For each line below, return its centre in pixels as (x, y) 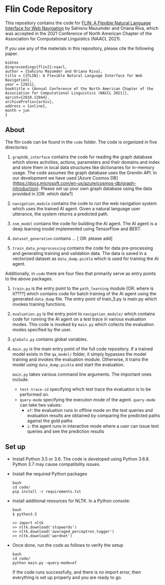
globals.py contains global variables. (50, 339)
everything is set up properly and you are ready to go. (67, 577)
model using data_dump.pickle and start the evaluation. (68, 364)
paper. (12, 54)
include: (20, 379)
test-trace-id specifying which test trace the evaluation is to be (85, 389)
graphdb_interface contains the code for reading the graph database (82, 157)
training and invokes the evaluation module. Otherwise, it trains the (80, 359)
